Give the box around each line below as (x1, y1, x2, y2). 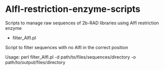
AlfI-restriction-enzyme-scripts (5, 3, 141, 15)
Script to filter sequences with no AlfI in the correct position (5, 44, 128, 50)
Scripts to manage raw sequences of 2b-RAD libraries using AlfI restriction (5, 20, 159, 26)
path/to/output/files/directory (5, 59, 66, 65)
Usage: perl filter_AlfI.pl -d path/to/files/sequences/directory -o (5, 54, 136, 60)
